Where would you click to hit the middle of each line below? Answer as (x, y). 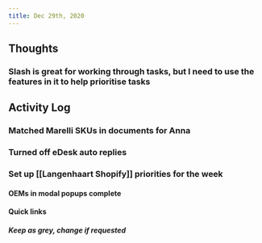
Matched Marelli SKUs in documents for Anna (100, 131)
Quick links (27, 212)
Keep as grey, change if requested (67, 230)
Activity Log (40, 108)
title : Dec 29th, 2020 (46, 16)
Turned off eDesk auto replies (68, 153)
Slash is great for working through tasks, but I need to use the (131, 71)
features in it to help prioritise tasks (79, 82)
